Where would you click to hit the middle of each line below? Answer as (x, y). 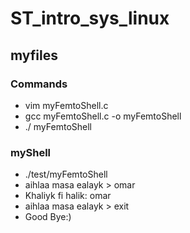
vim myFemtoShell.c (66, 105)
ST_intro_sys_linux (90, 18)
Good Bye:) (48, 217)
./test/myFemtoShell (66, 174)
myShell (31, 152)
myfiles (34, 55)
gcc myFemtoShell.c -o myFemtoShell (103, 116)
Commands (39, 84)
